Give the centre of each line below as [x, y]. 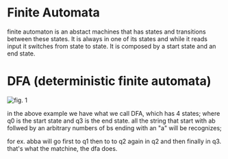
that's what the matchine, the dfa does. [62, 148]
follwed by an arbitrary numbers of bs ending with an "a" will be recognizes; [115, 127]
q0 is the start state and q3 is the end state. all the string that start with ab [111, 121]
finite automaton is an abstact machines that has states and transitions [107, 32]
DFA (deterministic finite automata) [109, 81]
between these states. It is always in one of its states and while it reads [107, 38]
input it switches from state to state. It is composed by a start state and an [112, 46]
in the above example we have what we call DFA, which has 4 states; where [114, 113]
